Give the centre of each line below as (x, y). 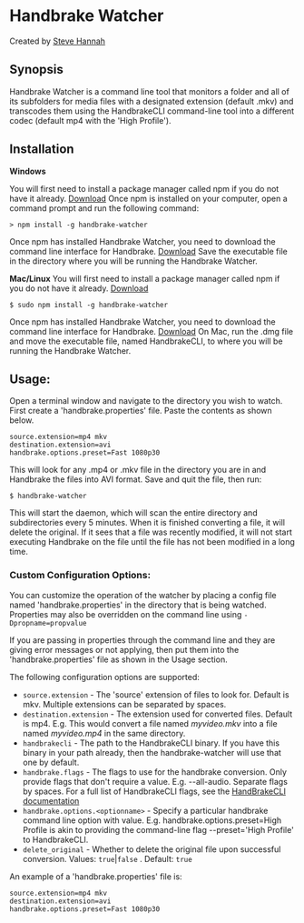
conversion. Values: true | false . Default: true (107, 858)
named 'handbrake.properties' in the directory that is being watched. (138, 605)
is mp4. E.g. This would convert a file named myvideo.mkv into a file (150, 723)
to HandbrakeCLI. (55, 839)
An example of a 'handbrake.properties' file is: (96, 876)
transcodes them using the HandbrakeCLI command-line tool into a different (152, 111)
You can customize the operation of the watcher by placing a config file (143, 595)
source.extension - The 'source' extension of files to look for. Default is (156, 694)
